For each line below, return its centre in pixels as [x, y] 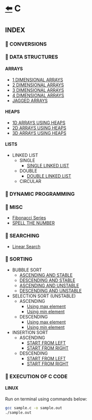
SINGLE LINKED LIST [48, 166]
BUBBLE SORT [27, 270]
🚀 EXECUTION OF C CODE [36, 376]
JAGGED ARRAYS [30, 101]
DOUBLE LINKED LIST [49, 176]
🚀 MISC [14, 207]
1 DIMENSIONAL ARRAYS [38, 79]
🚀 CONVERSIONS [26, 44]
